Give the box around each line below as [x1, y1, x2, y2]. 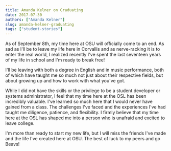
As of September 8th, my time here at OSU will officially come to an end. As [5, 40, 164, 47]
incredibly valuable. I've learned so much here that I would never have [5, 98, 153, 105]
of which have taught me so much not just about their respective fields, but [5, 72, 163, 78]
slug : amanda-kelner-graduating [5, 21, 74, 27]
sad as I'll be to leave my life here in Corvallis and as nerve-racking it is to [5, 46, 160, 52]
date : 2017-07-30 [5, 12, 42, 17]
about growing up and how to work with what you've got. [5, 78, 126, 84]
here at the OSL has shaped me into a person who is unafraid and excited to [5, 115, 165, 121]
